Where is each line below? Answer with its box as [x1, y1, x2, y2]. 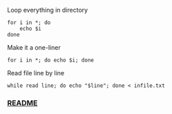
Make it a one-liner [7, 44, 61, 51]
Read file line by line [7, 69, 65, 77]
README [7, 98, 38, 108]
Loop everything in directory [7, 6, 88, 14]
